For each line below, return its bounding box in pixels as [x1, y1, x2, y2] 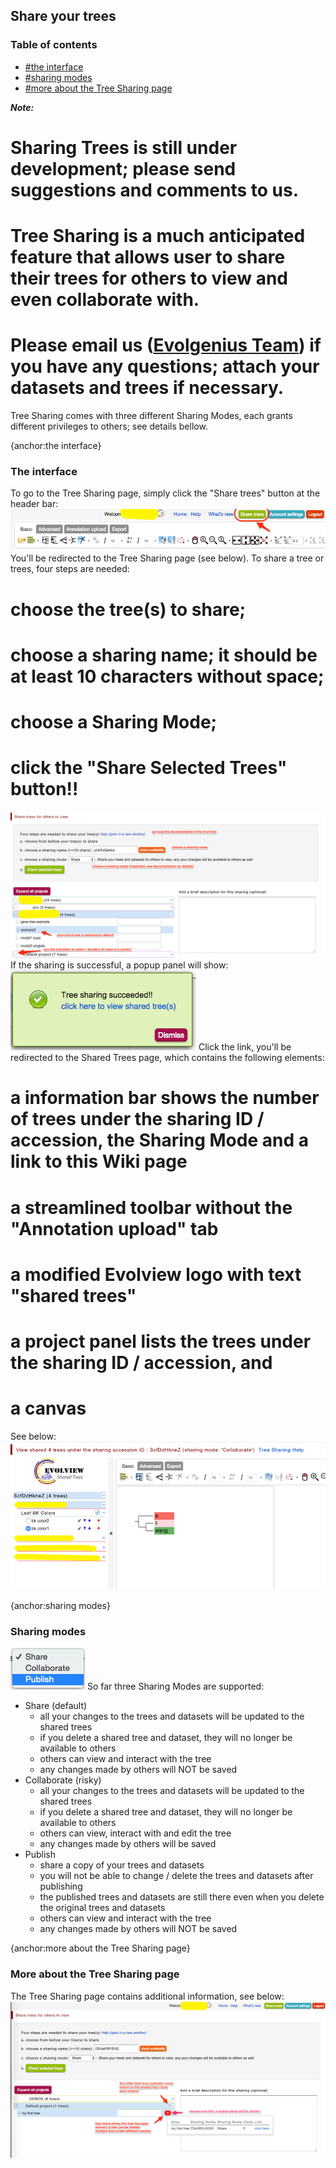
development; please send [10, 157, 237, 180]
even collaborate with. [10, 289, 200, 311]
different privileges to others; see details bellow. [10, 420, 208, 432]
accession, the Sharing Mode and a [10, 1129, 309, 1152]
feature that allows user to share [10, 246, 286, 269]
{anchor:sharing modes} [10, 1599, 111, 1611]
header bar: [10, 498, 59, 510]
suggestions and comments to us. [10, 179, 300, 201]
